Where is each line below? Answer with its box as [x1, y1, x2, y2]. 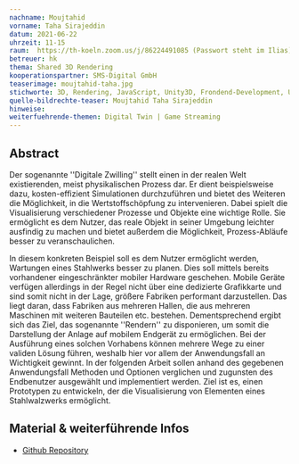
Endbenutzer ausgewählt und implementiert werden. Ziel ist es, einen [9, 376, 263, 386]
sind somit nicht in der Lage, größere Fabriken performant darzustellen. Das [9, 291, 287, 302]
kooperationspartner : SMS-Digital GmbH [9, 71, 158, 80]
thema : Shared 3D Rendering [9, 63, 114, 72]
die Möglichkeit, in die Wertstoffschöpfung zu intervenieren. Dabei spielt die [9, 197, 288, 208]
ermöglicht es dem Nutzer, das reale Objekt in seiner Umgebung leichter [9, 216, 275, 228]
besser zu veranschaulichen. [9, 236, 116, 246]
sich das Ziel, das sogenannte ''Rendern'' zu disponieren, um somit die [9, 319, 270, 330]
